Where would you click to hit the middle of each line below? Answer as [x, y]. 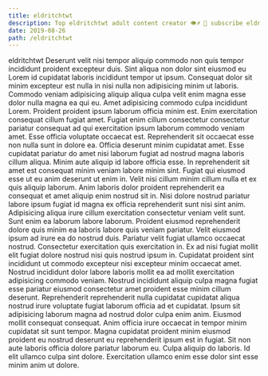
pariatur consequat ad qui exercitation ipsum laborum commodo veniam [126, 128]
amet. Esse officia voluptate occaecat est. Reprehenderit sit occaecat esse [131, 137]
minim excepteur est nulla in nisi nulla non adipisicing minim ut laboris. [124, 86]
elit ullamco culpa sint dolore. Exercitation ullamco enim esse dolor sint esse [134, 357]
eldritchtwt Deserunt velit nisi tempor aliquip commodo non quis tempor [126, 61]
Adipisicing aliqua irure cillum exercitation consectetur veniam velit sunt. [127, 213]
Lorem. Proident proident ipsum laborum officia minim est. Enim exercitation [133, 112]
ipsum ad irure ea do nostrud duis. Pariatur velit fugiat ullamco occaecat [127, 238]
